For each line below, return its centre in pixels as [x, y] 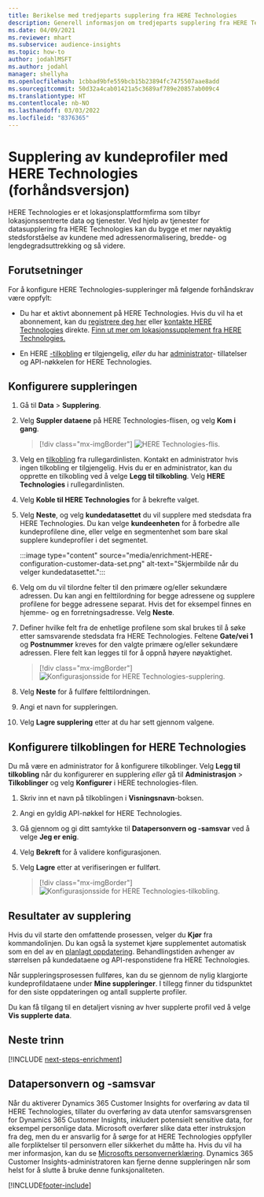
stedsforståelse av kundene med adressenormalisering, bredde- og [117, 237]
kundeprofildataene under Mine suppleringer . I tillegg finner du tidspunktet [130, 984]
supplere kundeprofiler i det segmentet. [84, 540]
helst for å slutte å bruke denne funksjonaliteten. [86, 1169]
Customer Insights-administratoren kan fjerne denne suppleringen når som [129, 1162]
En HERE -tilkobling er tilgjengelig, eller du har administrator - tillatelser [133, 353]
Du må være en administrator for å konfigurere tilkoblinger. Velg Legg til [125, 766]
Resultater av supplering [70, 915]
